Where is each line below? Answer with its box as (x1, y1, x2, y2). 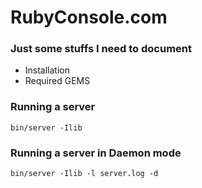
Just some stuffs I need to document (10, 42, 193, 56)
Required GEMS (24, 75, 91, 87)
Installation (24, 64, 71, 76)
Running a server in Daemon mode (10, 146, 182, 160)
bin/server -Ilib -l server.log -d (10, 169, 159, 179)
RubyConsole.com (10, 6, 168, 29)
